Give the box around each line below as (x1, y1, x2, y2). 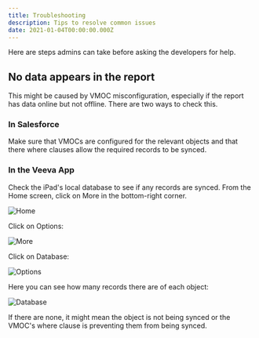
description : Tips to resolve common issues (8, 19, 156, 27)
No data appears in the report (8, 70, 155, 83)
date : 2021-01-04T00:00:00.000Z (8, 26, 114, 34)
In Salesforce (8, 119, 60, 130)
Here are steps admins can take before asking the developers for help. (8, 48, 236, 57)
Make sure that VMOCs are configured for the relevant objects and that (8, 136, 238, 146)
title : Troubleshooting (8, 11, 86, 20)
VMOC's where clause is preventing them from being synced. (8, 321, 208, 330)
